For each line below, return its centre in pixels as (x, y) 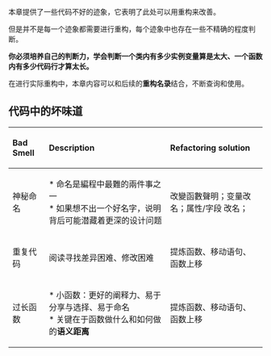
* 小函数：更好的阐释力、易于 (105, 295)
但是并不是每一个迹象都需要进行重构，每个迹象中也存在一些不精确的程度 (128, 29)
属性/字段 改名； (217, 208)
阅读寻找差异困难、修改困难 (102, 258)
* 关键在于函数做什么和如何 (101, 319)
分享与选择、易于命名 (90, 307)
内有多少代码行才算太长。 (51, 66)
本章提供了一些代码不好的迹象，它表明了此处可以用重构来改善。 (114, 12)
